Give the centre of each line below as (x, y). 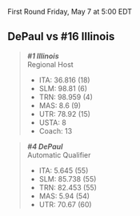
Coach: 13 (56, 130)
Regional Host (50, 64)
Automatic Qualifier (59, 154)
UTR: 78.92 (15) (65, 114)
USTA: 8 (53, 122)
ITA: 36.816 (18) (64, 80)
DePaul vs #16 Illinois (61, 36)
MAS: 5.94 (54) (64, 196)
